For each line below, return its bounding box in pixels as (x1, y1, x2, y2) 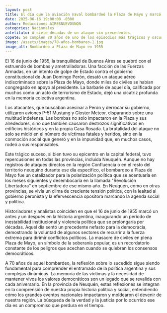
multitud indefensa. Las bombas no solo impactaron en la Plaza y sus (5, 115, 147, 121)
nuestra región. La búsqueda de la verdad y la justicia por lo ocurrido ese (5, 297, 155, 303)
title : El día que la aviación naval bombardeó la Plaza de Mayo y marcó (5, 12, 162, 17)
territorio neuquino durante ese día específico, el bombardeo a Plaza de (5, 167, 153, 173)
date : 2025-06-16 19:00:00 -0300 (5, 16, 75, 21)
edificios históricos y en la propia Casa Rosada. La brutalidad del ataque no (5, 125, 160, 132)
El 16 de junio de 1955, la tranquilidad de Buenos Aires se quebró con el (5, 58, 152, 64)
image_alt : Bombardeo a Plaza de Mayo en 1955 (5, 44, 103, 49)
